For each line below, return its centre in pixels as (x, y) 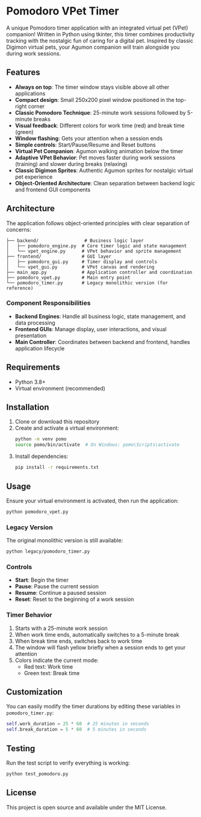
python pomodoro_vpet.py (37, 512)
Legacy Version (29, 527)
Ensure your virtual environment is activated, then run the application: (92, 501)
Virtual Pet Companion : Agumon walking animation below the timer (99, 151)
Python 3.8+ (30, 382)
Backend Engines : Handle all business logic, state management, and (100, 316)
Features (23, 73)
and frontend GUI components (53, 189)
